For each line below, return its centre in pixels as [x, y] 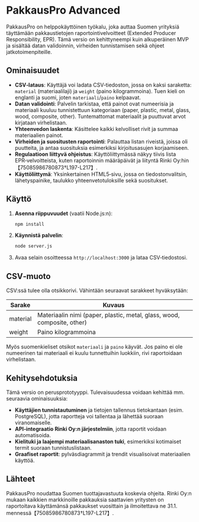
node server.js [33, 246]
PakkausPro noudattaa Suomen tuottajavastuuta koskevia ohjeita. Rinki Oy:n [99, 493]
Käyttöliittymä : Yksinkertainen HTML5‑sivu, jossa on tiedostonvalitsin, [101, 174]
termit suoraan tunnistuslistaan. [53, 447]
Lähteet [21, 479]
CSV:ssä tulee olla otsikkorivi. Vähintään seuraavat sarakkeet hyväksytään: [97, 290]
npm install [29, 224]
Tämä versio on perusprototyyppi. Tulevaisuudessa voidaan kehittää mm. [95, 392]
